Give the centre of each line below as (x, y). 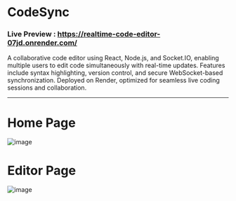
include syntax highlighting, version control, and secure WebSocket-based (115, 73)
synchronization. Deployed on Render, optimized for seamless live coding (113, 81)
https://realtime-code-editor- (109, 34)
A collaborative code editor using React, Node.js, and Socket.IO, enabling (113, 58)
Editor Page (41, 171)
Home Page (41, 123)
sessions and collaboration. (47, 88)
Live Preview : (32, 34)
